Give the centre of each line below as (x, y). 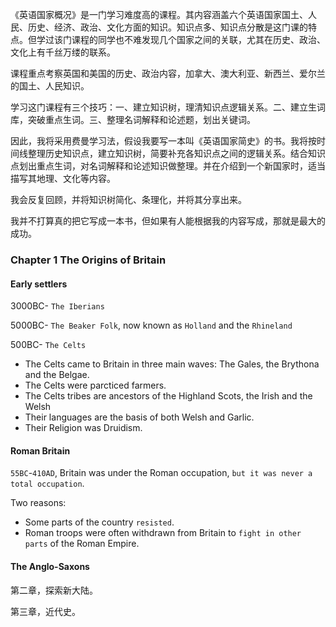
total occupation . (47, 484)
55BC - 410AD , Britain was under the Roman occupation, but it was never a (161, 473)
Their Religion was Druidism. (83, 428)
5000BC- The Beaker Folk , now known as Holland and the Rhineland (151, 325)
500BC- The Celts (48, 345)
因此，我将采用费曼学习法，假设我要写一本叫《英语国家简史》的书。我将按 (163, 141)
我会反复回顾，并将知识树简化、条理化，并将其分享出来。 (128, 199)
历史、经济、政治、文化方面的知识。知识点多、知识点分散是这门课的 (167, 27)
